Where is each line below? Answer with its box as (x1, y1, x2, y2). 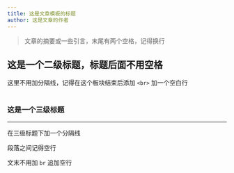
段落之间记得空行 (7, 143, 56, 151)
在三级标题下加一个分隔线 (7, 129, 81, 137)
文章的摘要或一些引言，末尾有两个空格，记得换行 (24, 36, 165, 45)
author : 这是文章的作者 (7, 17, 69, 24)
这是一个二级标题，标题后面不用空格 (7, 58, 163, 70)
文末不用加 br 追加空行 (7, 158, 72, 167)
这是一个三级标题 (7, 105, 65, 115)
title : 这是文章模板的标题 (7, 10, 77, 17)
